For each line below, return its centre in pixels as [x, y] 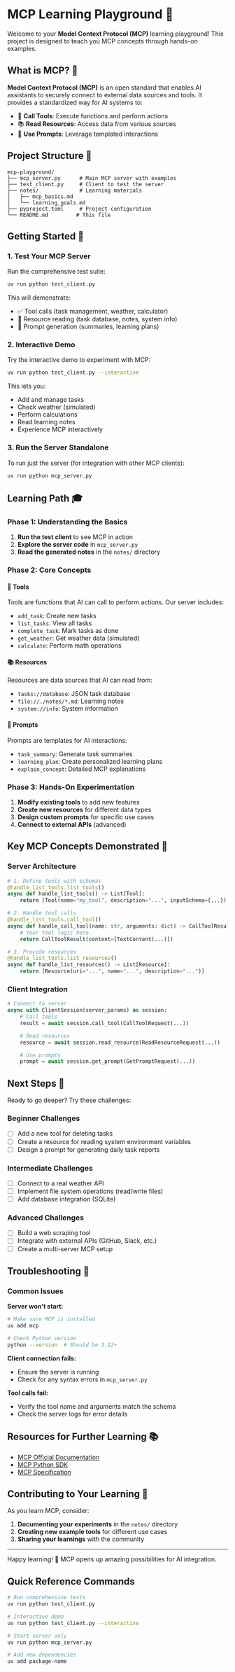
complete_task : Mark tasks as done [68, 631]
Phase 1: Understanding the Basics [67, 522]
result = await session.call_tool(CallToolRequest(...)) [105, 1023]
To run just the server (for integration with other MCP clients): [96, 463]
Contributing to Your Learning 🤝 [78, 1494]
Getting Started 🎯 [46, 236]
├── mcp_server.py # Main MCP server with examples [92, 178]
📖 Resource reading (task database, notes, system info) [97, 319]
